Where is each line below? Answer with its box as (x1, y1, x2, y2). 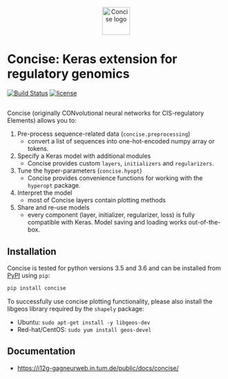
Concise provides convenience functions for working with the (27, 174, 203, 182)
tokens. (27, 145, 49, 153)
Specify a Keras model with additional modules (17, 152, 151, 160)
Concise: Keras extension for (7, 51, 178, 67)
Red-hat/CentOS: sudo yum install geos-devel (17, 326, 152, 334)
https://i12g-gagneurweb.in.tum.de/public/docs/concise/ (17, 364, 179, 372)
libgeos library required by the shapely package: (7, 305, 144, 313)
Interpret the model (17, 188, 73, 197)
